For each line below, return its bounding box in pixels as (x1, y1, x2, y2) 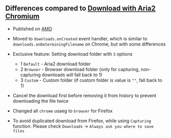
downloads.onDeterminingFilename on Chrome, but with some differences (12, 41, 166, 47)
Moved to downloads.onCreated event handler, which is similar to (12, 35, 148, 41)
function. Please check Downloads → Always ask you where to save (12, 123, 154, 129)
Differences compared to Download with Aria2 (5, 4, 156, 13)
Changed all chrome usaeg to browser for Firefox (12, 107, 113, 114)
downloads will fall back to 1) (41, 72, 103, 78)
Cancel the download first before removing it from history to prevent (12, 92, 157, 99)
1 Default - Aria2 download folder (20, 61, 91, 67)
